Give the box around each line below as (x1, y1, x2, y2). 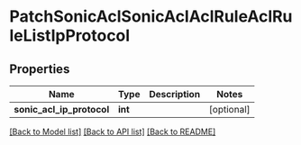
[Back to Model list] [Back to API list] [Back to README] (9, 126, 216, 137)
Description (148, 88, 201, 100)
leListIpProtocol (9, 25, 131, 46)
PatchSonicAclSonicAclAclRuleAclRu (9, 6, 293, 27)
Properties (9, 61, 70, 77)
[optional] (208, 104, 251, 115)
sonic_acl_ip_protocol (14, 104, 110, 115)
